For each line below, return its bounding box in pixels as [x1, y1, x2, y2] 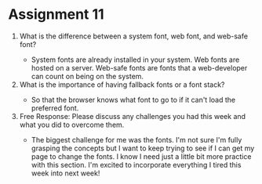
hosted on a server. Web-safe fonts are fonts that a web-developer [31, 63, 248, 72]
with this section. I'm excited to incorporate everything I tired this [31, 160, 242, 169]
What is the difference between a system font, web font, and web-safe [19, 31, 249, 41]
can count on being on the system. [31, 71, 144, 81]
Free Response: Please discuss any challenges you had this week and [19, 111, 246, 121]
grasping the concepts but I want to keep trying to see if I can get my [31, 143, 255, 153]
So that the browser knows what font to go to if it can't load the [31, 95, 236, 104]
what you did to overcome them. [19, 120, 125, 129]
